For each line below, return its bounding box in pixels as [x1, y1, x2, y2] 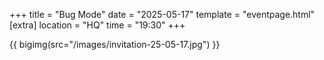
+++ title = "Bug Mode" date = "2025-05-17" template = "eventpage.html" [9, 9, 316, 20]
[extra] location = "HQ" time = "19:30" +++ [9, 19, 186, 31]
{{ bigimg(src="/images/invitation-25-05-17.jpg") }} [9, 39, 221, 50]
